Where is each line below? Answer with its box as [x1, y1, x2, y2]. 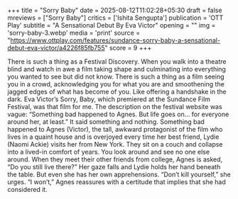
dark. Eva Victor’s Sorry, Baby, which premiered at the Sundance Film [7, 95, 211, 103]
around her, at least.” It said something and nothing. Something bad [7, 118, 205, 126]
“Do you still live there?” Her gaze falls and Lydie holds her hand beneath [7, 163, 221, 171]
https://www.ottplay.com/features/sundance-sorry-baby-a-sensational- [10, 36, 221, 45]
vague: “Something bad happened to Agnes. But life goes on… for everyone [7, 110, 229, 118]
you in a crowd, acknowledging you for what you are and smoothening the [7, 80, 225, 88]
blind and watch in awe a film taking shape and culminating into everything [7, 65, 226, 73]
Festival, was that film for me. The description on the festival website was [7, 103, 222, 110]
